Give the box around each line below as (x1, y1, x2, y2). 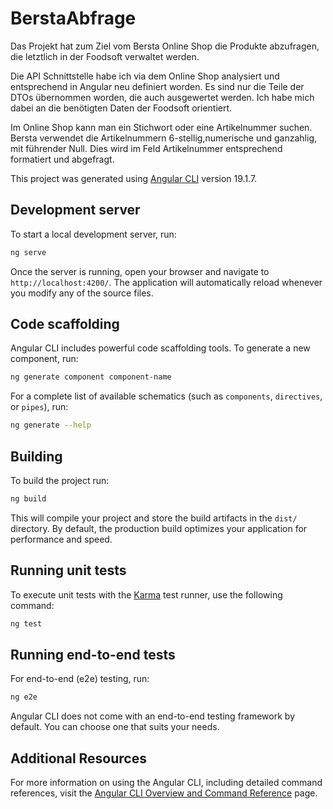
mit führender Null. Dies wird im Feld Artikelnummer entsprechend (10, 142, 283, 154)
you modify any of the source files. (10, 287, 154, 299)
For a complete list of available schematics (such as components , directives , (10, 390, 323, 402)
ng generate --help (10, 420, 92, 431)
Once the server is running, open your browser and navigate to (10, 265, 270, 277)
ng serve (10, 247, 47, 257)
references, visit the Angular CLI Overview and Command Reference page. (10, 787, 318, 799)
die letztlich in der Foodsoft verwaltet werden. (10, 50, 200, 62)
